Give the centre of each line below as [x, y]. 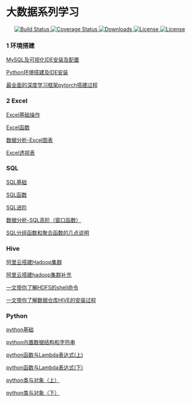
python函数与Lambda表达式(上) [45, 355]
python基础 [20, 330]
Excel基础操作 [23, 114]
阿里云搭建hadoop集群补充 [39, 275]
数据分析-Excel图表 [30, 140]
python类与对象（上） [33, 380]
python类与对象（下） [33, 393]
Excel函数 [18, 127]
